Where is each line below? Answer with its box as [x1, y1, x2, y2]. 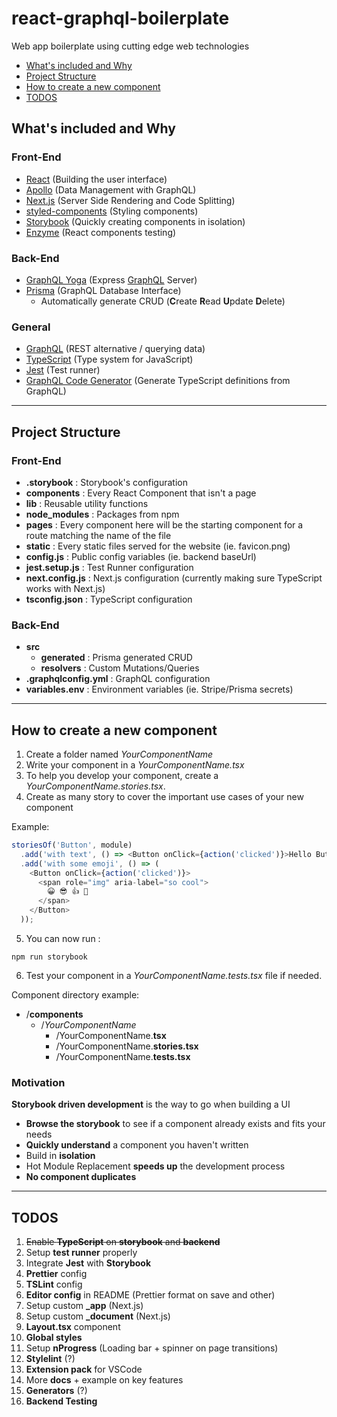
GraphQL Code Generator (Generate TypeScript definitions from [25, 375, 291, 387]
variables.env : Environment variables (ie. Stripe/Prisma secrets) [25, 683, 294, 696]
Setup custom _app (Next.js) [25, 1300, 144, 1311]
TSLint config [25, 1278, 83, 1290]
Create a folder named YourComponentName [25, 748, 214, 761]
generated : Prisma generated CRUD [40, 652, 193, 664]
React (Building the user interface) [25, 173, 168, 185]
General [11, 320, 51, 334]
